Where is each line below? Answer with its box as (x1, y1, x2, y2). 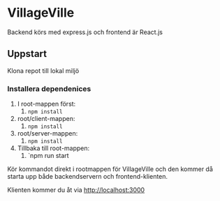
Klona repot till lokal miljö (7, 66, 80, 74)
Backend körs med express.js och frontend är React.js (7, 28, 163, 36)
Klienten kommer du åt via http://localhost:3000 (7, 186, 145, 194)
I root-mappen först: (17, 99, 76, 108)
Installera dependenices (7, 83, 91, 93)
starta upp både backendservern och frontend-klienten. (7, 172, 168, 181)
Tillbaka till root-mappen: (17, 144, 90, 152)
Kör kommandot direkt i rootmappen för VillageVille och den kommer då (7, 165, 213, 173)
